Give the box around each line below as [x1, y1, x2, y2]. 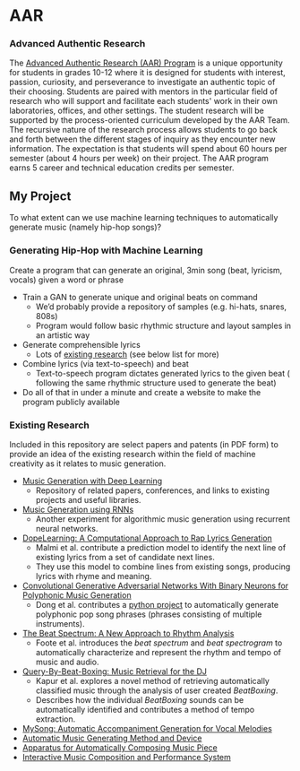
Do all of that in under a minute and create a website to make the [21, 386, 261, 397]
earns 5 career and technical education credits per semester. [9, 162, 235, 173]
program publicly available [21, 396, 121, 407]
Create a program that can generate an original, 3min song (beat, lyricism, [9, 264, 283, 275]
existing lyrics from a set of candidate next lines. [35, 551, 215, 562]
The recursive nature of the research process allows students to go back [9, 125, 278, 135]
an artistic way [35, 329, 90, 341]
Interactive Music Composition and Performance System [21, 751, 231, 762]
